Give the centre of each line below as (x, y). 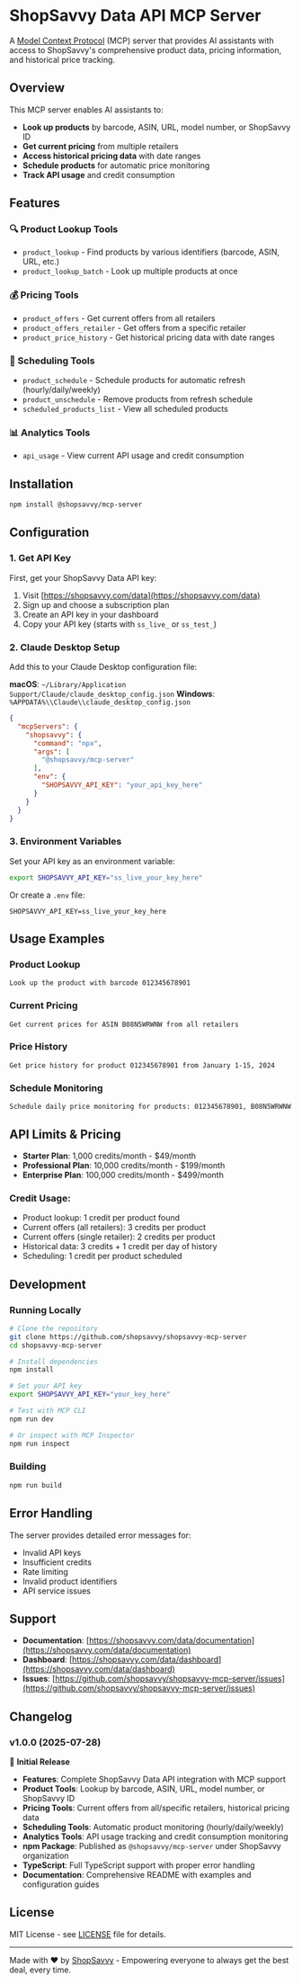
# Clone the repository (54, 1328)
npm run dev (31, 1419)
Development (48, 1284)
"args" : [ (51, 752)
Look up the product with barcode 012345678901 (100, 983)
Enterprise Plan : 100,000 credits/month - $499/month (123, 1175)
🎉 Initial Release (40, 1762)
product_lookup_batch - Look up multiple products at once (130, 272)
